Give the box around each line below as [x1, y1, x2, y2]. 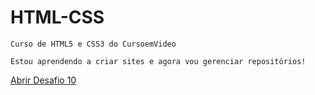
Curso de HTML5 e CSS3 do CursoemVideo [10, 39, 177, 49]
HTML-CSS [10, 6, 105, 29]
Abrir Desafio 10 [10, 74, 77, 86]
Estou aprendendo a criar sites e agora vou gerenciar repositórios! [10, 56, 307, 66]
